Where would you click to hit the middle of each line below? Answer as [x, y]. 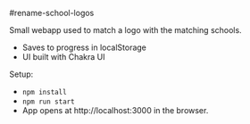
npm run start [48, 102]
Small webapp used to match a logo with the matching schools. [126, 30]
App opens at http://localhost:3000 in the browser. [115, 110]
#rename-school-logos [52, 13]
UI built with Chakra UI [63, 57]
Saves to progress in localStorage [84, 47]
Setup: [21, 74]
